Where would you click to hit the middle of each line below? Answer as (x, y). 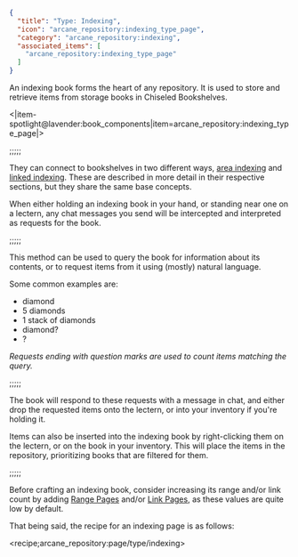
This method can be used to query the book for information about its (135, 257)
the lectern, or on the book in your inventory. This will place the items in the (147, 446)
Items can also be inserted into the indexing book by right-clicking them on (147, 436)
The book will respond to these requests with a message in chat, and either (147, 400)
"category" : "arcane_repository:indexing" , (99, 37)
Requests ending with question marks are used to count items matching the (148, 356)
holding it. (28, 419)
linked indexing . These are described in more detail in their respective (137, 177)
